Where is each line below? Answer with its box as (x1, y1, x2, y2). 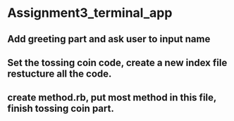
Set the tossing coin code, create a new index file (7, 56, 228, 68)
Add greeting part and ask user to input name (7, 33, 211, 45)
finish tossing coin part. (7, 103, 114, 115)
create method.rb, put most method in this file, (7, 91, 217, 103)
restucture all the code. (7, 68, 112, 79)
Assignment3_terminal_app (7, 5, 173, 21)
